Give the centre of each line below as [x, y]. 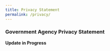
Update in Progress [26, 42]
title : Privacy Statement [32, 10]
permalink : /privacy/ [28, 14]
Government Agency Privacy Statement [55, 32]
